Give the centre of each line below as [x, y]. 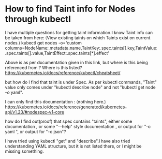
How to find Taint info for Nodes [70, 9]
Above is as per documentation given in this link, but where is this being [77, 62]
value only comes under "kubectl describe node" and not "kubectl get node [80, 87]
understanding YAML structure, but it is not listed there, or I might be [73, 146]
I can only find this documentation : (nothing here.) [56, 101]
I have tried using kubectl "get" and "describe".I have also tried [68, 141]
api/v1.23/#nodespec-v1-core [35, 112]
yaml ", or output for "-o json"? [36, 131]
